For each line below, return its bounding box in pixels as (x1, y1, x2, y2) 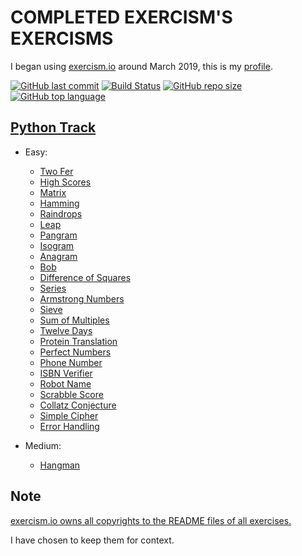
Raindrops (39, 207, 83, 220)
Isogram (39, 239, 75, 251)
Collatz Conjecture (39, 399, 117, 411)
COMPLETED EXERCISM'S (10, 6, 233, 29)
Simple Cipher (39, 409, 99, 421)
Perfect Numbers (39, 346, 112, 358)
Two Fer (39, 165, 74, 177)
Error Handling (39, 420, 100, 432)
